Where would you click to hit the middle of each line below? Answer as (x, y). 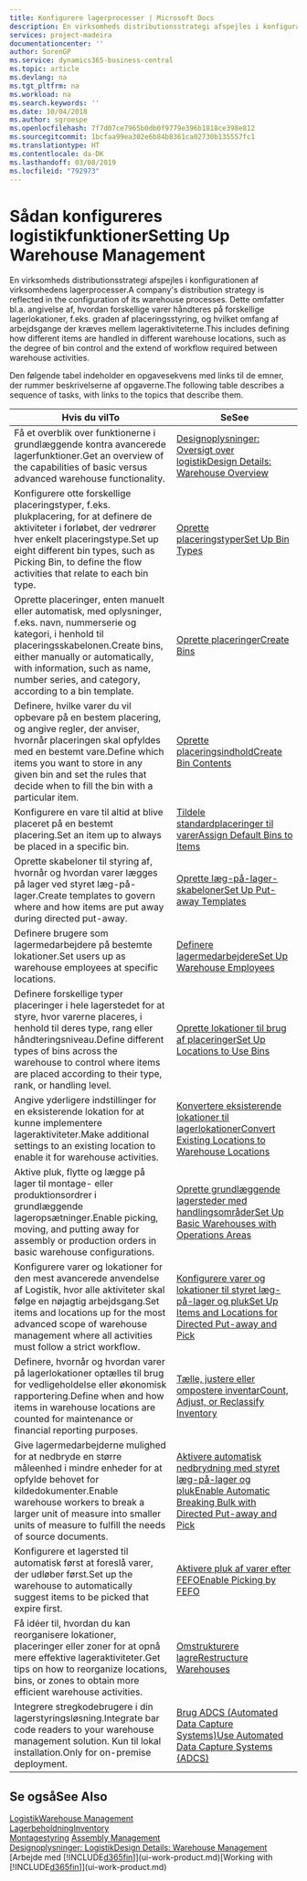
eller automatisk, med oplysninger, (88, 611)
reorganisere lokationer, (65, 1635)
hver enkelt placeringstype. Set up (86, 539)
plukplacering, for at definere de (83, 516)
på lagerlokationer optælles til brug (89, 1374)
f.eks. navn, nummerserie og (75, 622)
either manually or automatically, (84, 657)
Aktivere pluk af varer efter (234, 1568)
